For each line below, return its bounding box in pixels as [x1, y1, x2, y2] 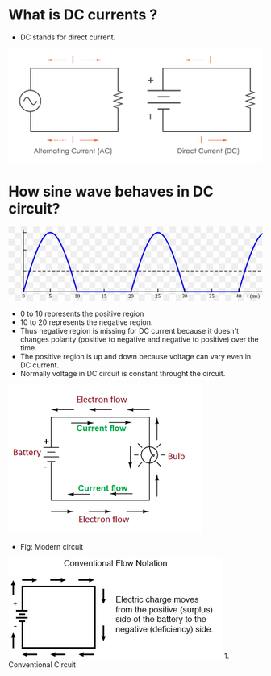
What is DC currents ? [8, 6, 158, 24]
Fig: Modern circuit [19, 542, 84, 552]
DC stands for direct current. [19, 32, 116, 42]
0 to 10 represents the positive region [19, 309, 144, 319]
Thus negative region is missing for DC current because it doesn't [19, 326, 240, 336]
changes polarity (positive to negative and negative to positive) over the [19, 334, 260, 344]
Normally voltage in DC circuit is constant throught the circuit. [19, 369, 226, 379]
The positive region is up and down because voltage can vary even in [19, 352, 252, 362]
